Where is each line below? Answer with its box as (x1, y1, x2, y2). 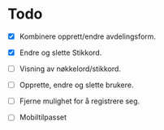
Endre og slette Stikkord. (19, 48, 102, 57)
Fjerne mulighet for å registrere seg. (19, 96, 140, 106)
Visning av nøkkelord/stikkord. (19, 64, 121, 73)
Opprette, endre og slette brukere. (19, 80, 134, 90)
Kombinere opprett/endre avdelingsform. (19, 31, 156, 41)
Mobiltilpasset (19, 112, 67, 122)
